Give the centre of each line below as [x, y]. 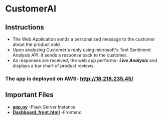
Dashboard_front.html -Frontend [47, 112]
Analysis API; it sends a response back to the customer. [70, 55]
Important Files [29, 95]
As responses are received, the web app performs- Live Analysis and [85, 60]
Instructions [25, 27]
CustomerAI [31, 9]
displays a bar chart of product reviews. [54, 66]
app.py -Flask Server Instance [44, 107]
